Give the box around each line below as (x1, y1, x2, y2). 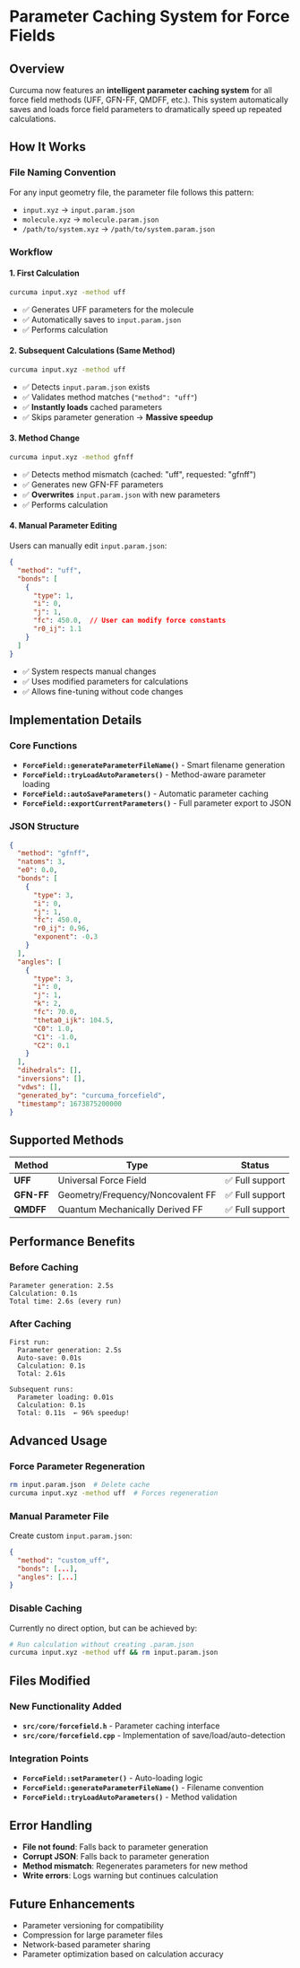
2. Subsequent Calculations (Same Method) (9, 345, 176, 356)
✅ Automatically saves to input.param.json (21, 314, 182, 325)
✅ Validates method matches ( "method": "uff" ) (21, 391, 198, 402)
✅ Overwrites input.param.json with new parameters (21, 489, 221, 500)
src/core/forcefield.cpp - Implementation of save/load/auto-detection (21, 1730, 286, 1741)
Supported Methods (9, 1133, 124, 1148)
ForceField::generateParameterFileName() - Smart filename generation (21, 760, 285, 771)
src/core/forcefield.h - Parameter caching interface (21, 1720, 220, 1731)
